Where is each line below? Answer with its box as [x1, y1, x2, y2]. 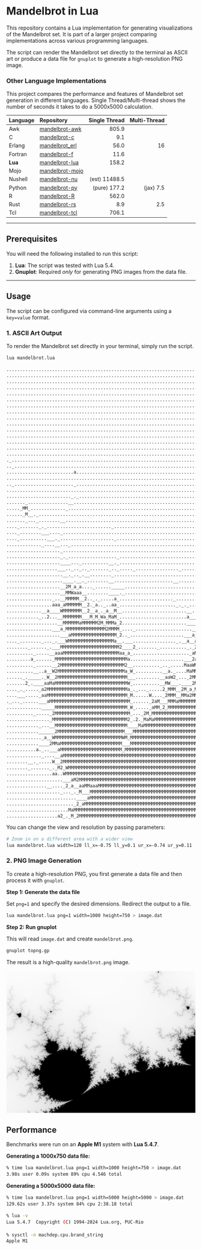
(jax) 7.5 [143, 184, 165, 191]
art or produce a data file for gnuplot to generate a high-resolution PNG [6, 55, 183, 62]
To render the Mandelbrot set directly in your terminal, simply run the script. [6, 342, 194, 349]
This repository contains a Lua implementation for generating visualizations [6, 24, 193, 31]
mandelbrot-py [39, 184, 78, 191]
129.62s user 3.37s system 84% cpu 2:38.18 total [6, 1201, 133, 1207]
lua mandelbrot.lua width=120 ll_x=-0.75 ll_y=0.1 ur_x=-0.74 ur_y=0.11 [6, 842, 192, 848]
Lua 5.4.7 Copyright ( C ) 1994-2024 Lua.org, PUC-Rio [6, 1219, 144, 1225]
